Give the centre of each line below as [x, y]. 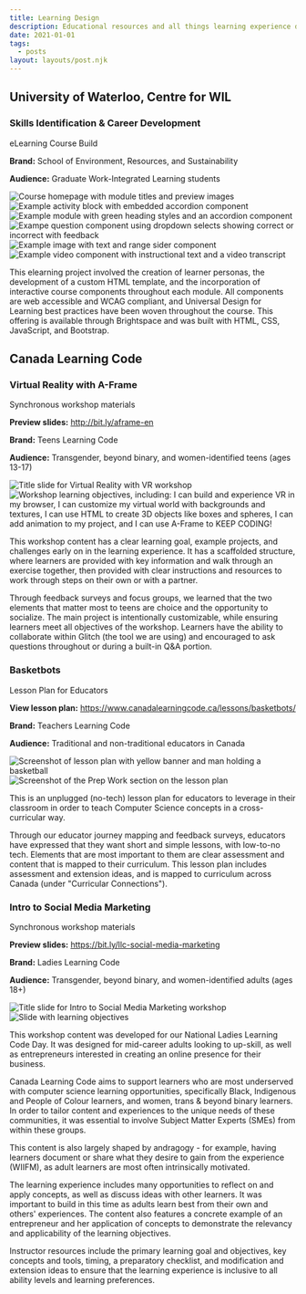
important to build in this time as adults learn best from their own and [139, 1204]
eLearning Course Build [54, 143]
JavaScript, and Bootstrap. [59, 330]
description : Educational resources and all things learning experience [150, 26]
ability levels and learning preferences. [82, 1279]
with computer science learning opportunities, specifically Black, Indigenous [153, 1091]
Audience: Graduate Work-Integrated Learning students [115, 178]
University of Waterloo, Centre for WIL [121, 97]
